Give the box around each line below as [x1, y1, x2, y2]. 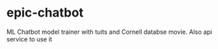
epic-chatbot [6, 5, 84, 21]
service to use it [6, 35, 53, 43]
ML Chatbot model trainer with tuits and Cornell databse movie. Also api [6, 28, 212, 36]
